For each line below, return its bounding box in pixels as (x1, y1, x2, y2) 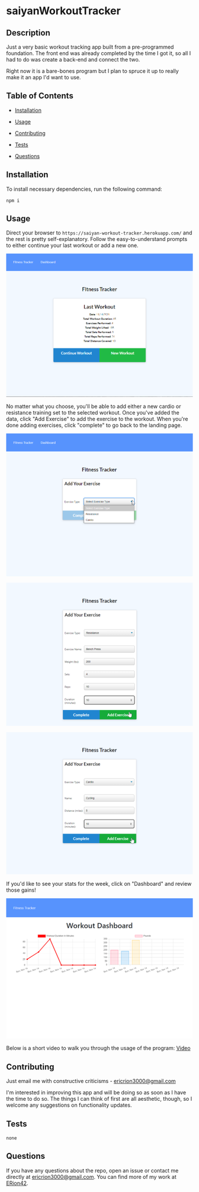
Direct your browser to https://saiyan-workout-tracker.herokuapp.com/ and (6, 229, 192, 236)
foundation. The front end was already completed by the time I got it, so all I (6, 50, 191, 57)
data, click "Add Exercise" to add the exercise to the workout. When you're (6, 415, 188, 422)
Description (6, 28, 50, 38)
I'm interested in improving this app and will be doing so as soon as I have (6, 1089, 187, 1096)
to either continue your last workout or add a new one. (6, 242, 139, 249)
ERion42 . (6, 1180, 28, 1187)
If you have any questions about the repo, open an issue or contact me (6, 1167, 179, 1174)
